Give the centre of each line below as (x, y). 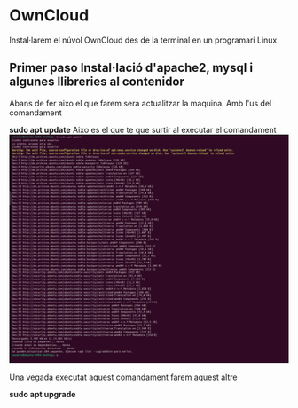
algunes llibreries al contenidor (97, 82)
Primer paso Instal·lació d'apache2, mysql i (131, 68)
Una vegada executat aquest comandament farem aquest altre (123, 377)
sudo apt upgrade (43, 395)
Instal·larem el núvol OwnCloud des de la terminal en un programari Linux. (144, 40)
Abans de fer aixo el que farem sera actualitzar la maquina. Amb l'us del (141, 103)
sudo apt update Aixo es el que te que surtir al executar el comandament (143, 129)
